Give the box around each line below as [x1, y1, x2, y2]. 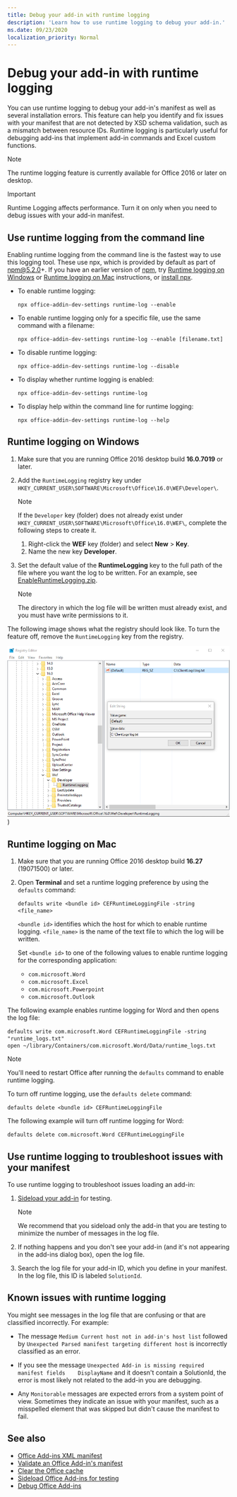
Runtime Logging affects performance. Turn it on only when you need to [7, 204, 217, 212]
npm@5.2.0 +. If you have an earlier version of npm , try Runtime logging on [7, 265, 225, 274]
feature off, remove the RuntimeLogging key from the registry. [7, 632, 184, 641]
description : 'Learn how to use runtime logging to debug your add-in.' [7, 18, 226, 26]
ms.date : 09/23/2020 [7, 26, 68, 33]
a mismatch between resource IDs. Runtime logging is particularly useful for [7, 126, 228, 134]
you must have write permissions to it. [17, 611, 128, 619]
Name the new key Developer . [28, 547, 117, 556]
